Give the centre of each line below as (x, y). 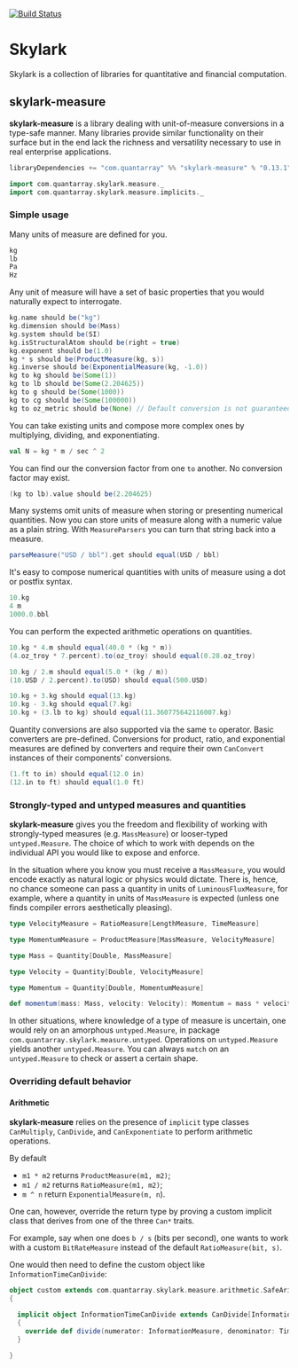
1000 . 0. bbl (29, 615)
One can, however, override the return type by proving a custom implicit (141, 1212)
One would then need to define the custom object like (107, 1265)
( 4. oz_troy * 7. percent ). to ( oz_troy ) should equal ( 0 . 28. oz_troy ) (133, 656)
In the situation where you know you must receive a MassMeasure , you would (147, 870)
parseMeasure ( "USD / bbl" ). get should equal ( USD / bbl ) (114, 555)
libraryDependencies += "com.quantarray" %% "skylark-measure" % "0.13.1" (150, 168)
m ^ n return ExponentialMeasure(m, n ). (94, 1194)
